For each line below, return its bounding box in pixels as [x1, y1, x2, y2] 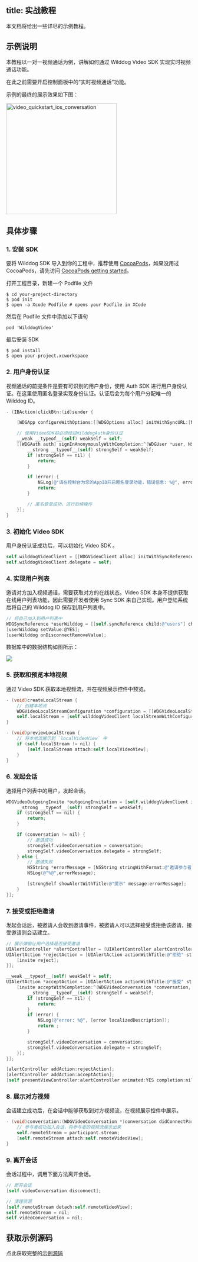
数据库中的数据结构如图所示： [6, 643, 78, 651]
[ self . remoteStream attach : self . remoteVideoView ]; [16, 1135, 144, 1141]
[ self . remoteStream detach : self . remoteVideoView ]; [6, 1204, 133, 1210]
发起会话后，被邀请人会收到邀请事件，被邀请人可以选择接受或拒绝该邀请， [6, 921, 187, 928]
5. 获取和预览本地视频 [6, 671, 68, 679]
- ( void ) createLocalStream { [6, 697, 78, 703]
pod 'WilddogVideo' [6, 325, 54, 331]
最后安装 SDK [6, 336, 39, 343]
